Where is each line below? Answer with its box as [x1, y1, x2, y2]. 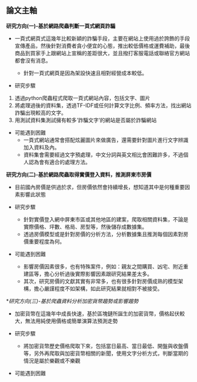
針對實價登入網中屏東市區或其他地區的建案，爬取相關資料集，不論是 [23, 215, 189, 222]
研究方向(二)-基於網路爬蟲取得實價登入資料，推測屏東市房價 [6, 171, 152, 178]
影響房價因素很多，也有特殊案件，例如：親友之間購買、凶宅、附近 [23, 263, 183, 270]
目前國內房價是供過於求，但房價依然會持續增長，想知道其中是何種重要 [14, 183, 185, 190]
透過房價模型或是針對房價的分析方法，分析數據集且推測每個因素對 [23, 230, 183, 237]
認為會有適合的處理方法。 [28, 158, 91, 165]
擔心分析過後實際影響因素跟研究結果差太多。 [44, 270, 153, 277]
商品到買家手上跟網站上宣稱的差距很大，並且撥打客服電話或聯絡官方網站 [14, 49, 190, 57]
